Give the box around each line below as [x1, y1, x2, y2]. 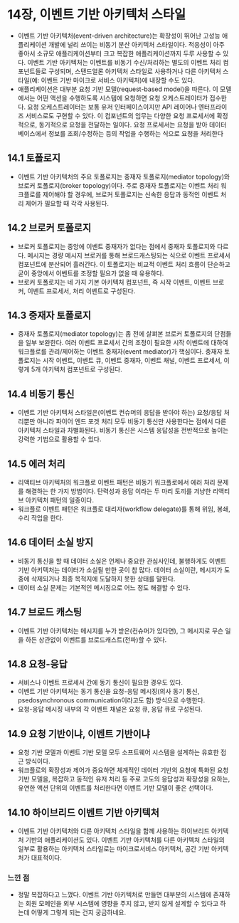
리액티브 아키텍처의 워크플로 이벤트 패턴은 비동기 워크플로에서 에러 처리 [17, 478, 216, 486]
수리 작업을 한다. [17, 514, 64, 522]
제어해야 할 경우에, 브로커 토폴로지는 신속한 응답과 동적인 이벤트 [42, 190, 219, 199]
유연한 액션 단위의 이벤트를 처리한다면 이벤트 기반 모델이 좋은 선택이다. [17, 784, 213, 792]
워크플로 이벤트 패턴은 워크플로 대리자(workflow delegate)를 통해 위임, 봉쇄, [17, 505, 230, 513]
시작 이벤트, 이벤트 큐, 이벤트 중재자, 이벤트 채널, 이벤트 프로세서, [42, 357, 223, 365]
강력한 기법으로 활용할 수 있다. [17, 435, 102, 443]
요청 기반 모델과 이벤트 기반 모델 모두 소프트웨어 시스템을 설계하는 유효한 [17, 748, 219, 756]
